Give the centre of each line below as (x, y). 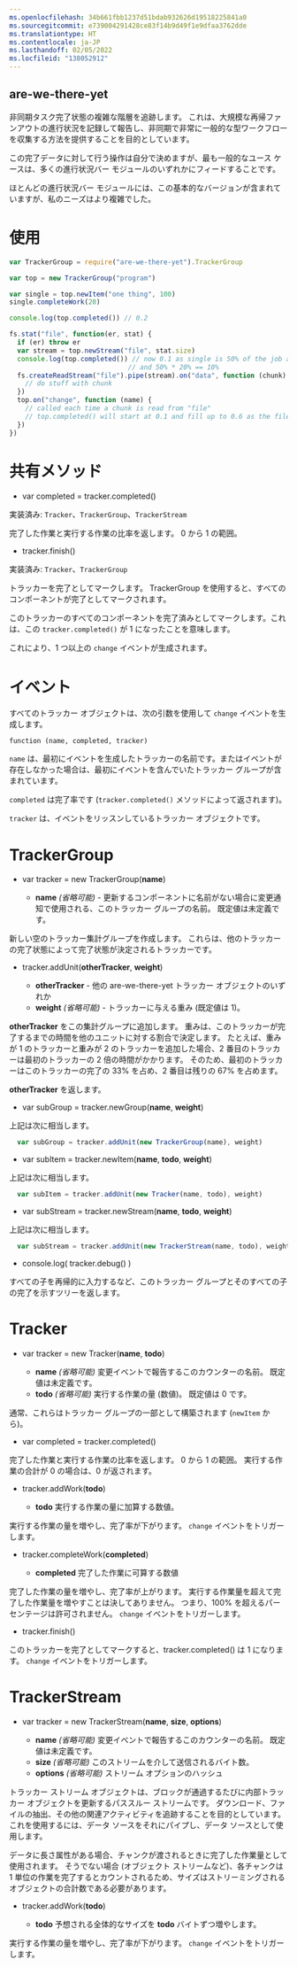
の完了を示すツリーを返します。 (67, 1292)
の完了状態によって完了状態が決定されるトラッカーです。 (113, 949)
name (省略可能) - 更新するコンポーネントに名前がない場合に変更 (154, 898)
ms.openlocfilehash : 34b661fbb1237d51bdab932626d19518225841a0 (128, 17)
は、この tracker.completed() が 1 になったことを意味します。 (122, 629)
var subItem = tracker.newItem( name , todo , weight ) (117, 1159)
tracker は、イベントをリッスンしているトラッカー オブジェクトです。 (137, 818)
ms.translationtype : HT (53, 34)
